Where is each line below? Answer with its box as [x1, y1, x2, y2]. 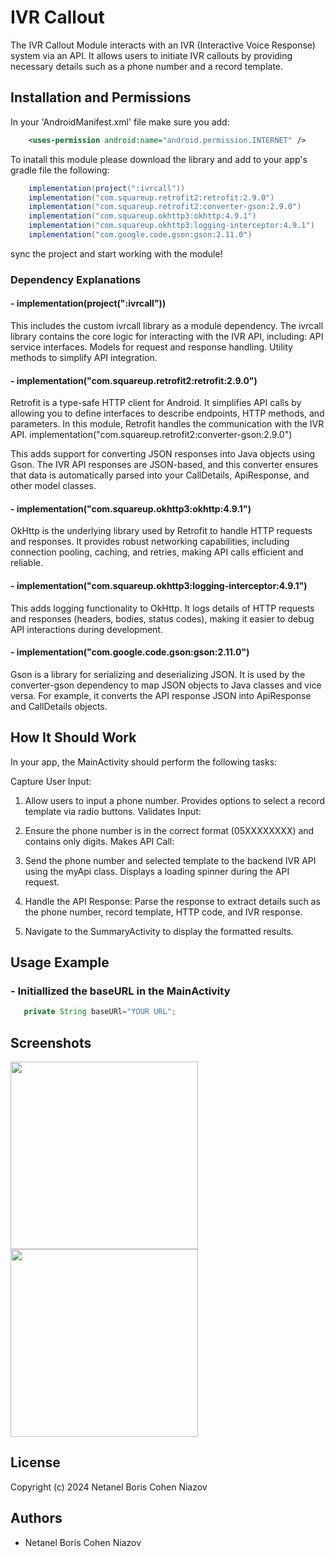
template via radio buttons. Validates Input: [24, 805, 202, 817]
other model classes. [10, 480, 97, 492]
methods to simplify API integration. [10, 352, 158, 363]
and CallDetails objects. [10, 700, 108, 712]
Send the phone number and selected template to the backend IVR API [24, 854, 317, 866]
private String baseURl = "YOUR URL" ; [23, 1007, 177, 1017]
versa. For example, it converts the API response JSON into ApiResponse [10, 689, 312, 701]
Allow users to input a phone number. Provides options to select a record [24, 794, 326, 806]
